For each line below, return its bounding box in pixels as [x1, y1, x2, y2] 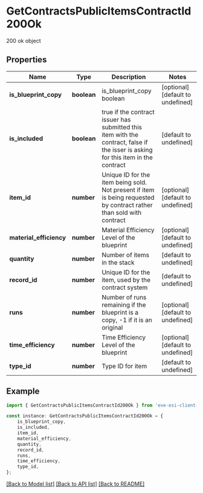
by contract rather [101, 201, 153, 209]
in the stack [101, 258, 135, 267]
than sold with [101, 208, 142, 217]
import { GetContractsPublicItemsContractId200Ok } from [6, 402, 153, 408]
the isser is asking [101, 145, 153, 154]
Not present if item [101, 186, 155, 194]
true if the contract [101, 108, 155, 116]
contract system [101, 283, 148, 292]
